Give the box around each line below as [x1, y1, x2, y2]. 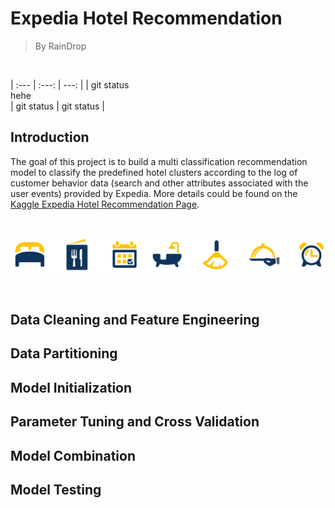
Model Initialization [10, 379, 133, 396]
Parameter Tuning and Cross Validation [10, 413, 260, 431]
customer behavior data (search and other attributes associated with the [10, 177, 309, 189]
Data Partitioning [10, 345, 118, 362]
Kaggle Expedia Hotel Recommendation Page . [10, 198, 200, 210]
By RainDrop [34, 40, 87, 52]
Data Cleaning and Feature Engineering [10, 312, 260, 329]
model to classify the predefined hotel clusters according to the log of [10, 166, 298, 178]
